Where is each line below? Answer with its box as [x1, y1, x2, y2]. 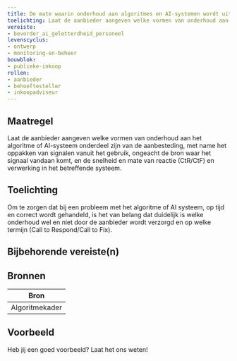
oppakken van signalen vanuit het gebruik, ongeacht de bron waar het [7, 149, 212, 157]
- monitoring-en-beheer [7, 50, 78, 57]
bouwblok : [7, 56, 37, 63]
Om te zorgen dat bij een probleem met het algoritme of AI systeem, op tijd [7, 202, 224, 212]
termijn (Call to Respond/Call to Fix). [7, 225, 113, 233]
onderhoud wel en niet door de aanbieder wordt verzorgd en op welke [7, 218, 212, 226]
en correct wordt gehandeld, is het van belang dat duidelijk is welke [7, 210, 204, 219]
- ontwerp [7, 43, 37, 50]
